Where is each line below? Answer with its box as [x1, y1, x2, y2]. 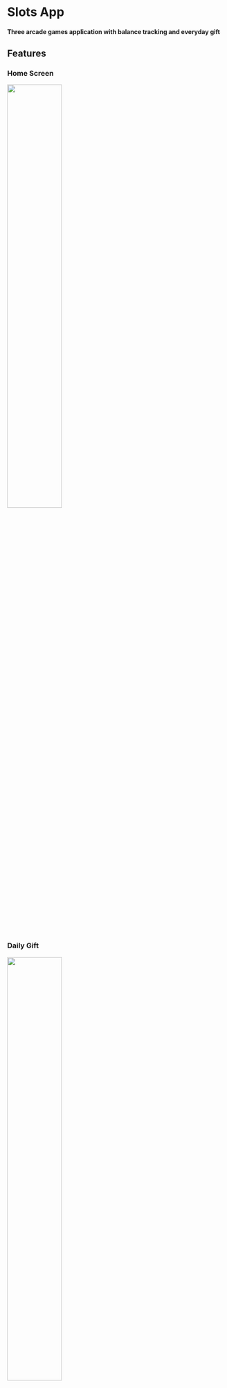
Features [7, 48, 46, 60]
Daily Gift [7, 941, 39, 950]
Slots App [7, 4, 64, 20]
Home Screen [7, 69, 54, 79]
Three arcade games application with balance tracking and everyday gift [7, 27, 220, 35]
